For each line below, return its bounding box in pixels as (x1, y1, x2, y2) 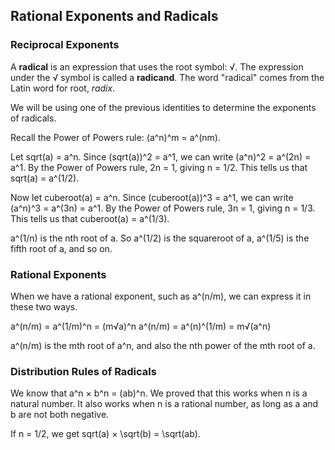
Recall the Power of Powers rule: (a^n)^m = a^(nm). (10, 131, 221, 143)
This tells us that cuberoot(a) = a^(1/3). (10, 212, 170, 224)
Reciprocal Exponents (10, 38, 120, 52)
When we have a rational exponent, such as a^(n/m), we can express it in (10, 290, 312, 302)
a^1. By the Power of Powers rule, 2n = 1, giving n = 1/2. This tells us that (10, 161, 308, 173)
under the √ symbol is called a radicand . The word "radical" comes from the (10, 71, 325, 83)
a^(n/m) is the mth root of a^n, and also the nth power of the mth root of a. (10, 339, 316, 351)
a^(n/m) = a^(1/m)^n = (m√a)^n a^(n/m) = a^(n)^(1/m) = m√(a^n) (10, 320, 272, 332)
